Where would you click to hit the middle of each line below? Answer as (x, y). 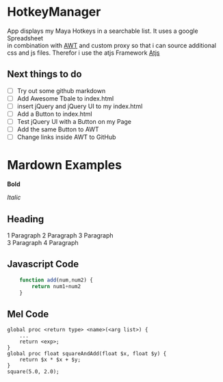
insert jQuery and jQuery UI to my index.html (80, 106)
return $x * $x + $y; (50, 360)
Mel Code (28, 314)
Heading (26, 219)
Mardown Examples (64, 165)
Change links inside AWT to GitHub (66, 137)
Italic (14, 198)
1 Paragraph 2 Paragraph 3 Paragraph (61, 235)
